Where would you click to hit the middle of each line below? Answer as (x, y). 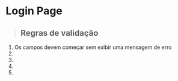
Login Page (34, 11)
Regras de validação (59, 33)
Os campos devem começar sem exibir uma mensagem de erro (93, 47)
